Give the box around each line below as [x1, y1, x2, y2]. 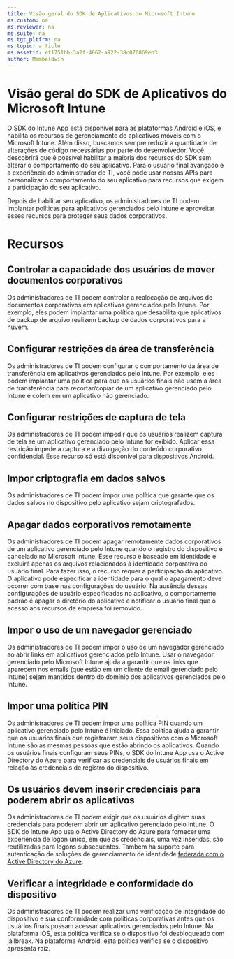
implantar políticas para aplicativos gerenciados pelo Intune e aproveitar [7, 204, 215, 212]
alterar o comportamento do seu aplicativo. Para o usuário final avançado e [7, 161, 224, 169]
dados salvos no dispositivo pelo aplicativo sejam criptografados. [7, 499, 196, 507]
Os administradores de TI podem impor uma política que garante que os [7, 491, 214, 499]
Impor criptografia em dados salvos [7, 472, 166, 484]
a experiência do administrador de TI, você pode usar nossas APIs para [7, 168, 213, 177]
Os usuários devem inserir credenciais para [7, 783, 201, 795]
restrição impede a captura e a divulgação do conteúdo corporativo [7, 445, 203, 453]
